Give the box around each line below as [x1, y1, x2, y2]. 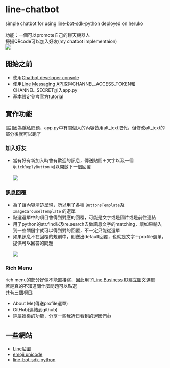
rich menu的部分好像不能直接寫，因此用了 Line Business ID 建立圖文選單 [5, 277, 155, 283]
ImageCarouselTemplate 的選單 [12, 208, 76, 214]
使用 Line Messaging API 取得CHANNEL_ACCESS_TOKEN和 [12, 81, 136, 87]
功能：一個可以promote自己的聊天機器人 [5, 32, 90, 38]
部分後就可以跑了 [5, 131, 41, 137]
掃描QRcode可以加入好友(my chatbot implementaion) [5, 38, 117, 44]
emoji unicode [12, 351, 43, 358]
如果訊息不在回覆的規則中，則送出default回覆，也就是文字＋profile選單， [12, 234, 166, 240]
